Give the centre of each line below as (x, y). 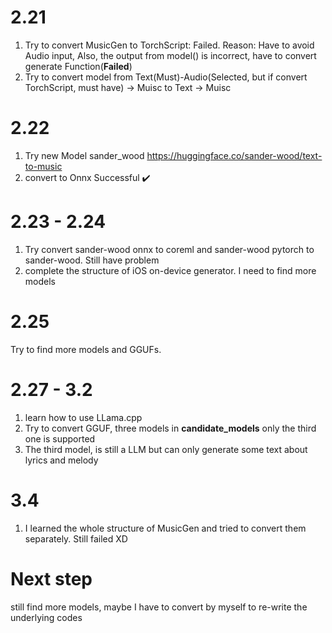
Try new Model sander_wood (84, 155)
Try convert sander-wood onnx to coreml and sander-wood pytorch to (169, 249)
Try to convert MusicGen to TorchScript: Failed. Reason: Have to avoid (169, 45)
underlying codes (46, 617)
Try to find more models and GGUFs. (86, 349)
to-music (43, 166)
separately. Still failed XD (76, 538)
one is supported (60, 438)
